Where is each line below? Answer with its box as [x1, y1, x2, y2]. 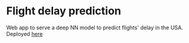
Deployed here [6, 30, 43, 37]
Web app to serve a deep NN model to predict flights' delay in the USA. [6, 24, 184, 31]
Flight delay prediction [6, 4, 122, 18]
